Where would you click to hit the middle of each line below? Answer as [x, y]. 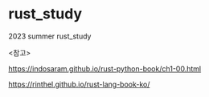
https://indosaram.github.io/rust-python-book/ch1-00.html [105, 68]
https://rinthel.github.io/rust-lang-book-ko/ [79, 84]
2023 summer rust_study [50, 36]
